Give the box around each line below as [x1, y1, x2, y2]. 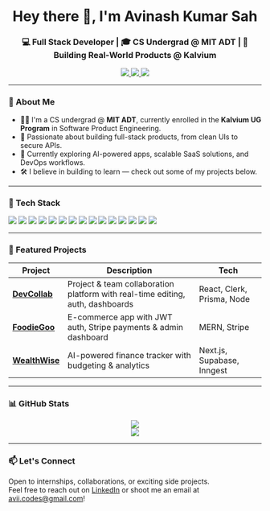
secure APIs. [19, 140, 63, 150]
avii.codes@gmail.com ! [8, 493, 86, 503]
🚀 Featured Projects [8, 245, 87, 255]
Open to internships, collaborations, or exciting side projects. [8, 476, 211, 486]
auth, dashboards [67, 299, 134, 310]
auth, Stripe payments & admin [67, 322, 183, 333]
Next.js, [198, 345, 227, 356]
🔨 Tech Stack [8, 197, 61, 208]
